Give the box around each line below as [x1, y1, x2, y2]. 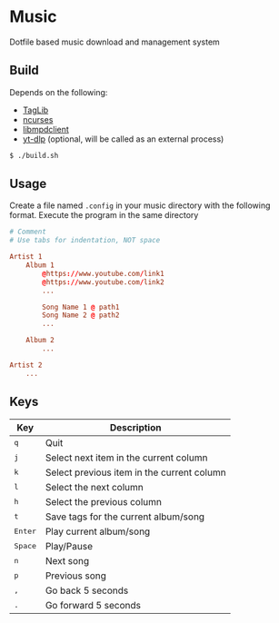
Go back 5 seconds [45, 584, 129, 597]
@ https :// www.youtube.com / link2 [42, 277, 165, 287]
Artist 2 [9, 361, 43, 370]
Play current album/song [45, 525, 151, 538]
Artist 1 [9, 252, 43, 262]
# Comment [9, 227, 47, 237]
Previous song [45, 569, 107, 582]
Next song [45, 554, 90, 567]
